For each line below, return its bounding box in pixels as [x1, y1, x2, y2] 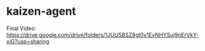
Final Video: [6, 25, 37, 32]
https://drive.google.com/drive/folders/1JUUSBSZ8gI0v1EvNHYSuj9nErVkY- [6, 31, 199, 38]
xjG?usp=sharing [6, 37, 50, 45]
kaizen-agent [6, 4, 77, 18]
